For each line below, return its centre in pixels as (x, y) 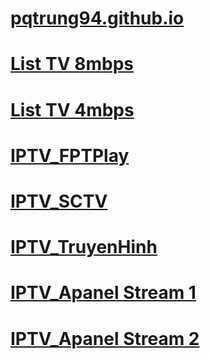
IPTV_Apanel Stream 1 (103, 293)
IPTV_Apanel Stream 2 (105, 338)
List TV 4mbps (72, 109)
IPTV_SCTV (59, 201)
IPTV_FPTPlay (70, 155)
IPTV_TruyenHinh (84, 247)
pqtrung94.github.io (97, 18)
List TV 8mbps (72, 64)
